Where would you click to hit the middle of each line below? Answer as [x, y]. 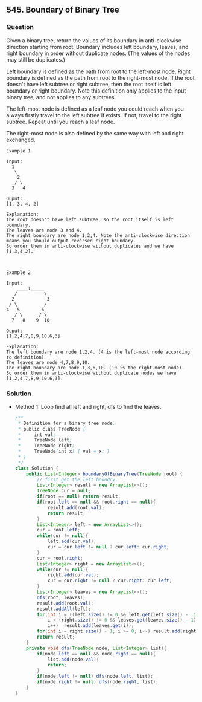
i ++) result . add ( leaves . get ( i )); [91, 626]
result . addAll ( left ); [64, 609]
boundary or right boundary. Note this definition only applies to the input [96, 91]
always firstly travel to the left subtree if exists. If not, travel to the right [94, 115]
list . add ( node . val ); [73, 659]
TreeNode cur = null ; [64, 491]
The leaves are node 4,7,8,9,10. [48, 362]
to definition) [25, 357]
